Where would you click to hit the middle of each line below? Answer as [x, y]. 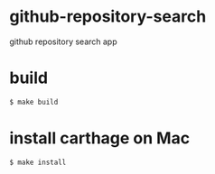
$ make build [34, 102]
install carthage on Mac [100, 138]
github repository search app [63, 41]
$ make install [38, 162]
